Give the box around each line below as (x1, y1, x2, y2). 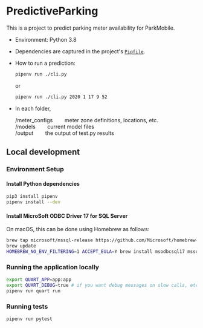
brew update (6, 243, 36, 249)
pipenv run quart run (6, 287, 61, 294)
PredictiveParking (6, 4, 98, 18)
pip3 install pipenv (6, 194, 59, 200)
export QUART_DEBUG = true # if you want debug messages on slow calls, (6, 282, 188, 288)
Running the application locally (6, 263, 100, 271)
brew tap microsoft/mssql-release (6, 237, 94, 243)
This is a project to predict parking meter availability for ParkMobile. (6, 24, 175, 31)
